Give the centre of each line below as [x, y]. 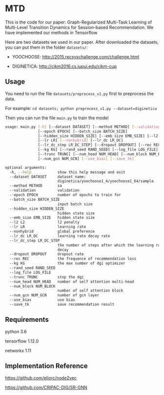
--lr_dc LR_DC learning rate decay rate [60, 236]
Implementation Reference [46, 366]
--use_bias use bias [42, 300]
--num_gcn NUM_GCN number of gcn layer [54, 295]
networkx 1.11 [18, 350]
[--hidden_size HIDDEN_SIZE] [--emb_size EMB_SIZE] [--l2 [98, 136]
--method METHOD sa [36, 186]
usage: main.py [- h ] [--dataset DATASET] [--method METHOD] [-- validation [83, 127]
